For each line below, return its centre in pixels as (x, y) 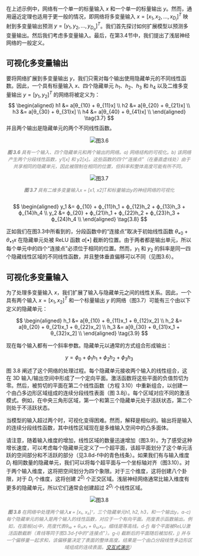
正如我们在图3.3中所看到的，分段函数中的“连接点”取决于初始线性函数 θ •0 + (97, 232)
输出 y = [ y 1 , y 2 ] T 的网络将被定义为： (56, 95)
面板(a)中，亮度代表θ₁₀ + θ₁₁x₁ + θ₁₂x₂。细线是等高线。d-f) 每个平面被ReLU (104, 526)
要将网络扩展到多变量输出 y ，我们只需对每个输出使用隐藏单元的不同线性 (94, 78)
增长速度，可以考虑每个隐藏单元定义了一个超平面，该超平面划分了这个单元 (97, 448)
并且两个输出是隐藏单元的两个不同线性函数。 (61, 128)
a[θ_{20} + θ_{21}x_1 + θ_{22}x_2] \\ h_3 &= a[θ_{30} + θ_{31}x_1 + (99, 327)
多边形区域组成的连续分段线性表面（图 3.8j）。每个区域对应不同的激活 (106, 393)
